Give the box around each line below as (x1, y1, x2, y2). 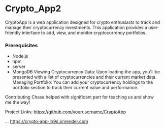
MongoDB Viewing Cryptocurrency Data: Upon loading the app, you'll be (12, 69, 160, 75)
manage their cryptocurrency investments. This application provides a (5, 24, 148, 30)
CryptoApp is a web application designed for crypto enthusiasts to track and (5, 19, 160, 25)
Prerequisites (5, 42, 38, 49)
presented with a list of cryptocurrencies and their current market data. (12, 74, 157, 80)
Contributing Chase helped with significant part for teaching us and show (5, 94, 154, 100)
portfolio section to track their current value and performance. (12, 85, 138, 91)
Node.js (12, 53, 29, 59)
